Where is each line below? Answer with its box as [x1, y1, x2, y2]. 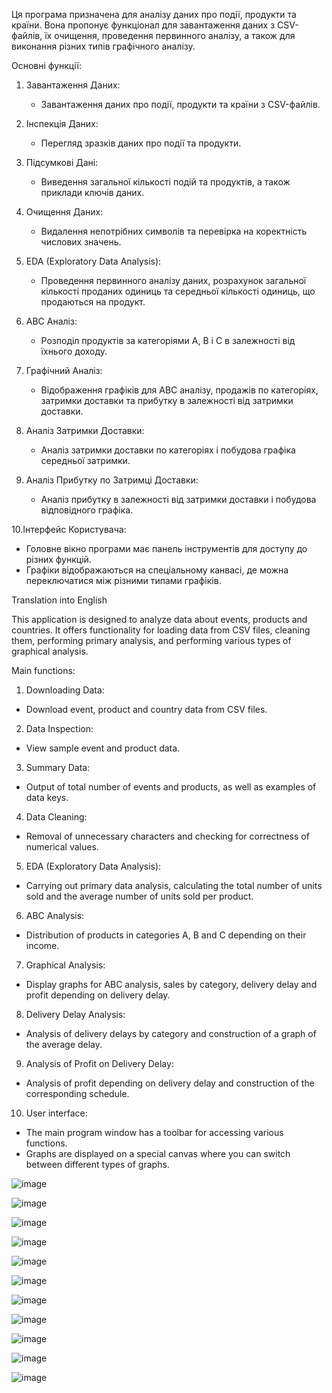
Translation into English [11, 594, 108, 606]
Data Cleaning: [25, 811, 88, 823]
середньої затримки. [40, 455, 131, 466]
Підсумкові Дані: [25, 157, 99, 168]
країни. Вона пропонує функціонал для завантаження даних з [11, 19, 276, 31]
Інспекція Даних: [25, 118, 99, 129]
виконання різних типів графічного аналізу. [11, 40, 196, 52]
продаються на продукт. [40, 296, 146, 308]
